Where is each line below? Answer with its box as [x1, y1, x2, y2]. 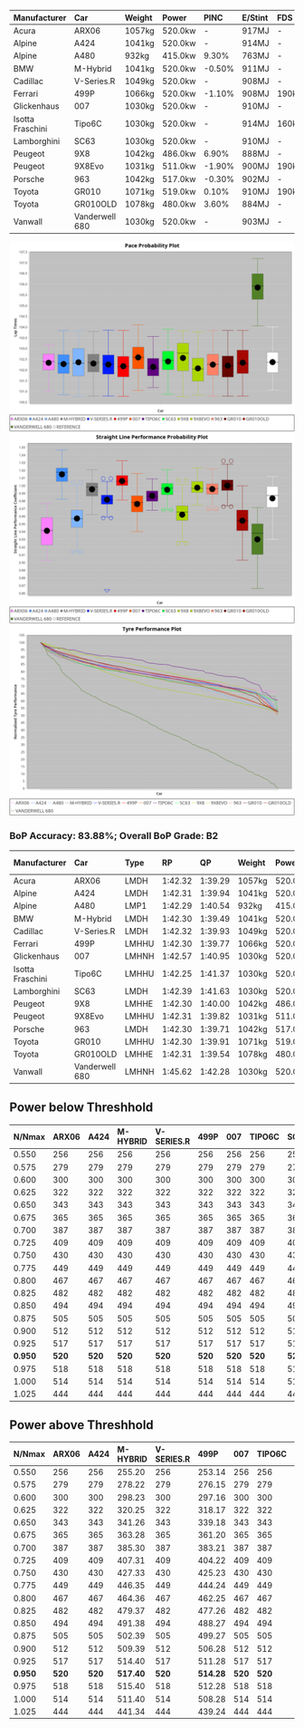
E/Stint [242, 12, 269, 23]
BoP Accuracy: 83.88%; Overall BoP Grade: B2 [9, 829, 219, 842]
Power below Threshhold [9, 1100, 154, 1115]
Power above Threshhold [9, 1417, 154, 1433]
